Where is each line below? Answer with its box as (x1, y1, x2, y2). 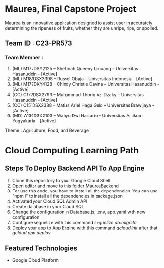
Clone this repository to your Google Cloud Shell (12, 177, 111, 183)
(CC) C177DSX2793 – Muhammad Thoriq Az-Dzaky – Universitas (12, 91, 144, 97)
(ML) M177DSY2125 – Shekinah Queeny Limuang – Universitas (12, 65, 139, 71)
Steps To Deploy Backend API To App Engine (5, 164, 145, 173)
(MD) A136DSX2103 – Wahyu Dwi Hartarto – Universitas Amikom (12, 113, 143, 118)
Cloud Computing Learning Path (5, 145, 139, 156)
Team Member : (5, 54, 43, 61)
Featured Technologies (5, 244, 78, 253)
